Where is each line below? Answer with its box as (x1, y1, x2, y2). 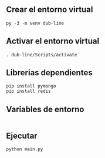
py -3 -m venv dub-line (6, 20, 65, 26)
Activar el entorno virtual (6, 36, 100, 46)
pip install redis (6, 88, 51, 95)
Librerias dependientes (6, 68, 93, 78)
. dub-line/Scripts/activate (6, 52, 77, 58)
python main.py (6, 146, 43, 152)
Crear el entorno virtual (6, 5, 93, 15)
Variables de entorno (6, 104, 84, 114)
